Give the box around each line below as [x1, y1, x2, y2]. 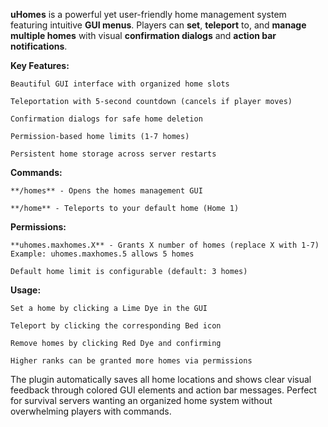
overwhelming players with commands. [10, 405, 172, 417]
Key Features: [10, 60, 70, 71]
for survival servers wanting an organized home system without [10, 395, 273, 406]
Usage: [10, 284, 42, 296]
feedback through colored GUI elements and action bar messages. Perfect [10, 384, 317, 396]
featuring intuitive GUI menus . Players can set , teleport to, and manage [10, 19, 307, 31]
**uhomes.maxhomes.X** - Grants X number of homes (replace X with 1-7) [10, 240, 320, 250]
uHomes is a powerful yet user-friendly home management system [10, 9, 287, 20]
